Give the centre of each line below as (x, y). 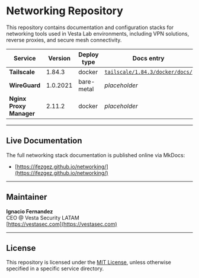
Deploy (88, 55)
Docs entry (148, 58)
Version (60, 58)
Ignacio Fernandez (30, 211)
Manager (22, 113)
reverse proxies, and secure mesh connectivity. (64, 40)
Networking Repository (65, 11)
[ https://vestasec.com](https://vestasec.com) (62, 224)
